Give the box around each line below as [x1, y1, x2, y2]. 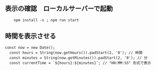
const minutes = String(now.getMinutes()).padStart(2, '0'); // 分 [9, 55, 148, 60]
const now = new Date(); [5, 45, 55, 50]
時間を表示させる [5, 32, 56, 40]
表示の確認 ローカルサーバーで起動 [5, 4, 113, 13]
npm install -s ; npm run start [14, 17, 79, 23]
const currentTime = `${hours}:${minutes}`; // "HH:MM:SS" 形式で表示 [9, 60, 151, 65]
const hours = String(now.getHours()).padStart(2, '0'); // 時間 [9, 50, 143, 55]
